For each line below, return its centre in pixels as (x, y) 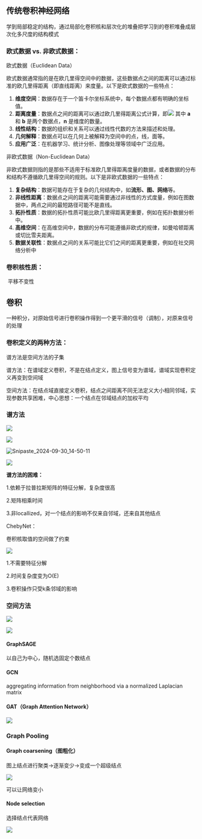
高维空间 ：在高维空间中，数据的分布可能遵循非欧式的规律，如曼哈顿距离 (104, 227)
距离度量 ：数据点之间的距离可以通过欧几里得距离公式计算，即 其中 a (103, 114)
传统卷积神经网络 (38, 11)
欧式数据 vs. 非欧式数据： (43, 51)
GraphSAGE (21, 644)
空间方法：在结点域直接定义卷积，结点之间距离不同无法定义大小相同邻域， (98, 390)
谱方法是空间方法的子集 (35, 357)
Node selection (26, 803)
